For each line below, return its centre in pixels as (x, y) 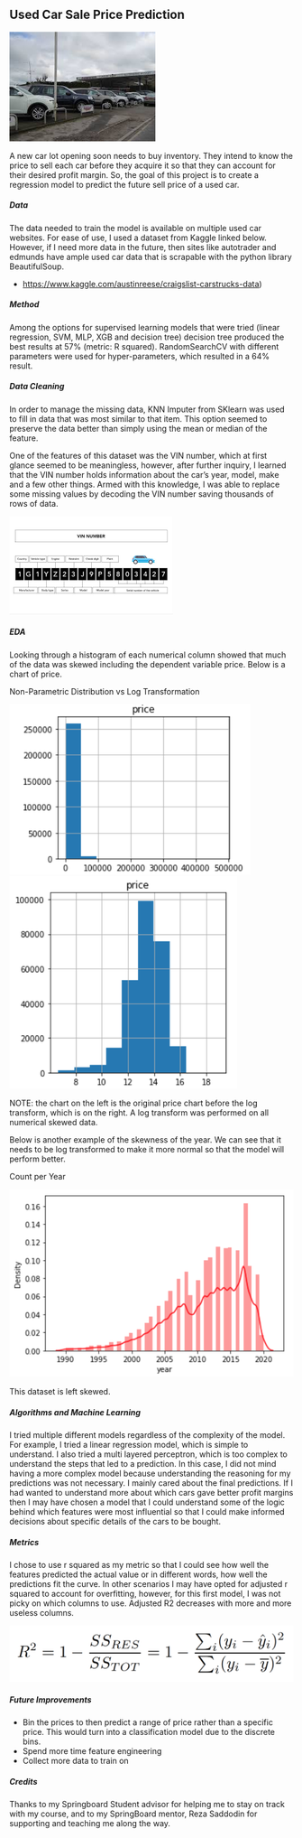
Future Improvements (50, 1699)
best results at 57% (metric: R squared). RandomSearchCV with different (144, 346)
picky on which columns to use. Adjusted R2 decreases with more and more (151, 1603)
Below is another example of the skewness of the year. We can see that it (145, 1139)
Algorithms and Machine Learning (75, 1412)
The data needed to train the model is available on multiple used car (136, 228)
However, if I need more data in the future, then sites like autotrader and (143, 247)
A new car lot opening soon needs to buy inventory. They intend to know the (151, 155)
